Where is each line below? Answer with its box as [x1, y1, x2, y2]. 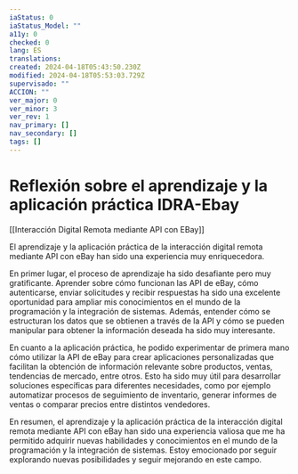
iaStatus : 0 [9, 12, 53, 22]
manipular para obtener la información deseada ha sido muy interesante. [9, 324, 276, 335]
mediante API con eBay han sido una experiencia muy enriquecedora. [9, 250, 265, 261]
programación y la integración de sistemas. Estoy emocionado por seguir [9, 445, 278, 455]
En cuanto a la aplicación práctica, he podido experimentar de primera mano [9, 342, 290, 353]
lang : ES [9, 46, 42, 55]
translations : [9, 54, 62, 63]
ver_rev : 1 [9, 112, 50, 121]
